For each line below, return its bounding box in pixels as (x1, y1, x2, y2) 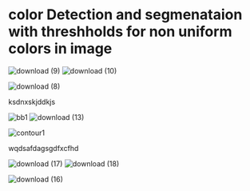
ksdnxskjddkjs (8, 97, 56, 106)
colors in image (8, 40, 113, 58)
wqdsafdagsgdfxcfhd (8, 143, 79, 153)
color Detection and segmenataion (8, 6, 243, 24)
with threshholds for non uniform (8, 22, 232, 41)
